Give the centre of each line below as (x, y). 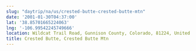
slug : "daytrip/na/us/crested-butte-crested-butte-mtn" (76, 11)
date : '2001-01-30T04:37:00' (42, 17)
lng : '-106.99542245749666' (40, 28)
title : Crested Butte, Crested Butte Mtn (58, 39)
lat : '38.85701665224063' (38, 22)
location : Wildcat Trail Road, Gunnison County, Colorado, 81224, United (98, 33)
